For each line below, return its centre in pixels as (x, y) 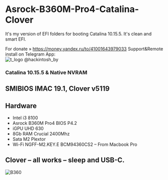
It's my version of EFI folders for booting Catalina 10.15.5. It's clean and (78, 34)
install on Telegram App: (30, 54)
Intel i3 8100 (25, 118)
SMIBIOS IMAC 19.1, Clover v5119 (57, 89)
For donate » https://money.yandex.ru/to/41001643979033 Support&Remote (84, 49)
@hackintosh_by (41, 59)
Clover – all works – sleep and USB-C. (65, 160)
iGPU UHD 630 (28, 128)
